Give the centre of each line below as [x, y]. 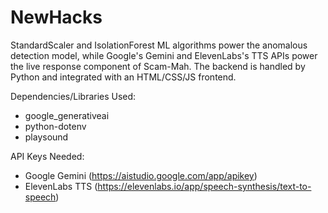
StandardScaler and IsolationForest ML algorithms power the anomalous [159, 45]
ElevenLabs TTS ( [61, 186]
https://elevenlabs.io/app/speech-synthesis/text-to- [204, 186]
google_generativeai [67, 115]
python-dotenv [55, 126]
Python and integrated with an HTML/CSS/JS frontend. [123, 77]
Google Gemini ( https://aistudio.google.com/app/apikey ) [141, 175]
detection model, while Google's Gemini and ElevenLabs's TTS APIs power [164, 55]
